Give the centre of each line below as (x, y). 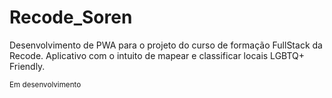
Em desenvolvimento (45, 84)
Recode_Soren (71, 17)
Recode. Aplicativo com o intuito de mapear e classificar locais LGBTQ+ (157, 55)
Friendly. (27, 66)
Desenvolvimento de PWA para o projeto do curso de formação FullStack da (166, 45)
